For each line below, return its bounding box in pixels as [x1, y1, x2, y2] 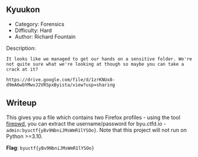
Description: [6, 44, 36, 52]
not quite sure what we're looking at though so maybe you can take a [6, 61, 184, 67]
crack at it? [6, 66, 39, 72]
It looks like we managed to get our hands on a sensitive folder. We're [6, 56, 193, 62]
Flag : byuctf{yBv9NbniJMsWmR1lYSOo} [6, 144, 95, 151]
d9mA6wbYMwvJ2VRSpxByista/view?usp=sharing [6, 82, 116, 88]
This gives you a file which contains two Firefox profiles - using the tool [6, 114, 181, 121]
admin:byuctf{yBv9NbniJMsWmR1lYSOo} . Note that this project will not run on [6, 126, 187, 133]
